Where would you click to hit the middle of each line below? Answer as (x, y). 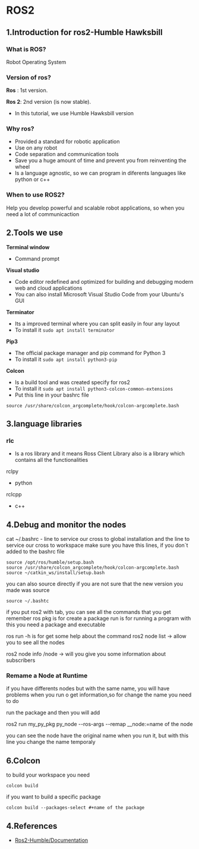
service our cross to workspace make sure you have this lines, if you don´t (97, 545)
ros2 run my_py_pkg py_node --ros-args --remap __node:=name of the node (99, 724)
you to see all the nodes (35, 642)
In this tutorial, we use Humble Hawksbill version (74, 113)
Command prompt (37, 258)
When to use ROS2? (36, 195)
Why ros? (20, 129)
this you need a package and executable (56, 625)
